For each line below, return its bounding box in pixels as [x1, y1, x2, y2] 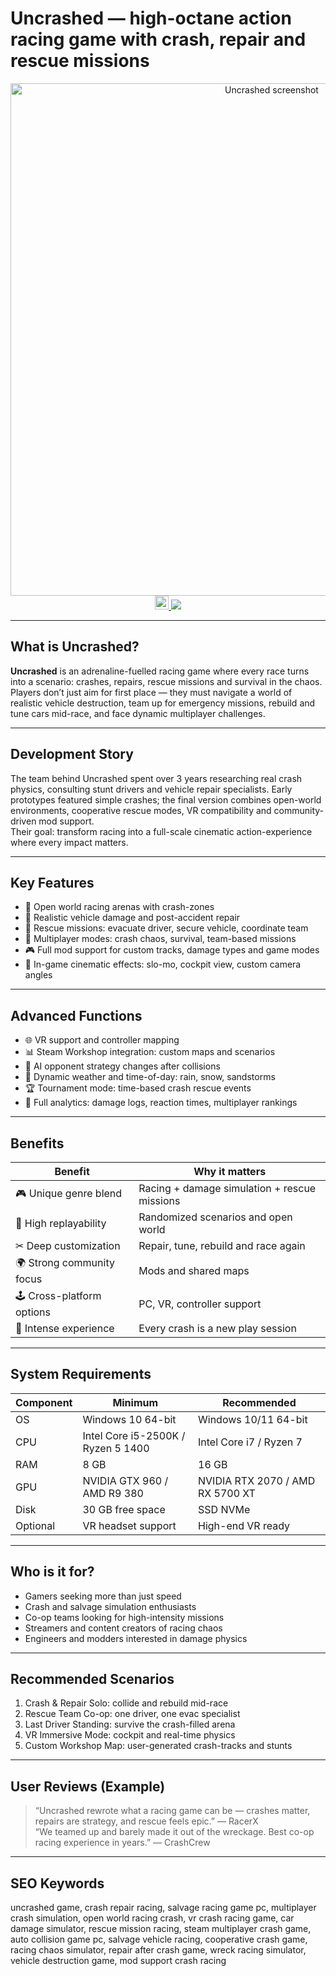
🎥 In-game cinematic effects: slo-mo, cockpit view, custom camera [24, 958, 302, 971]
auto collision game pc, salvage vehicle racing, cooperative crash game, [10, 1933, 308, 1946]
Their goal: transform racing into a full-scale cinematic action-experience [10, 825, 313, 837]
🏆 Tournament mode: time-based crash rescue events [24, 1082, 252, 1094]
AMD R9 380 [82, 1486, 144, 1500]
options [15, 1305, 51, 1319]
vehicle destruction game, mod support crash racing [10, 1955, 227, 1967]
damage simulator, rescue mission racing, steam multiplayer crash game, [10, 1923, 312, 1935]
